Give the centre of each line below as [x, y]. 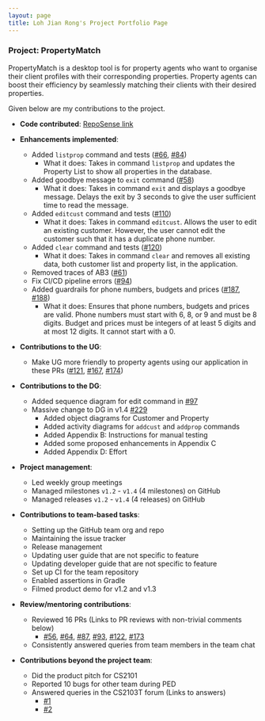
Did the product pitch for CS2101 [84, 675]
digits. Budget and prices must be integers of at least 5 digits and [150, 322]
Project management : [56, 467]
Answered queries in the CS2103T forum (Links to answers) [129, 692]
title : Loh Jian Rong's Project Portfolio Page [88, 23]
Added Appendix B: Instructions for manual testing [125, 435]
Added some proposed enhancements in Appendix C [130, 443]
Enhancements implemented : [69, 139]
